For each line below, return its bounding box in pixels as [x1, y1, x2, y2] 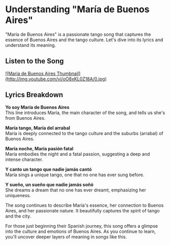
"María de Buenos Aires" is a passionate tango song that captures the [5, 31, 151, 37]
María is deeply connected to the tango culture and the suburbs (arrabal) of [5, 130, 163, 136]
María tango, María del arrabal [5, 125, 71, 131]
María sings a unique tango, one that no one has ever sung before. [5, 172, 145, 178]
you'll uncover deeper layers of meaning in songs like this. [5, 233, 127, 240]
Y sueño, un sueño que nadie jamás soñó [5, 181, 94, 187]
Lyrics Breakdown [5, 91, 63, 99]
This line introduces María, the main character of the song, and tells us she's [5, 110, 165, 116]
